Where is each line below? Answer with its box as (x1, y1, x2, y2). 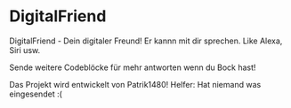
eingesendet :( (9, 89, 62, 99)
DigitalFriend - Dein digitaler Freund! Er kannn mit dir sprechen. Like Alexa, (9, 35, 283, 46)
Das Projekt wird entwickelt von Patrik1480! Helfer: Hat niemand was (9, 79, 262, 89)
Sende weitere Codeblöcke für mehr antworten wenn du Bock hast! (9, 62, 256, 73)
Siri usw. (9, 44, 41, 55)
